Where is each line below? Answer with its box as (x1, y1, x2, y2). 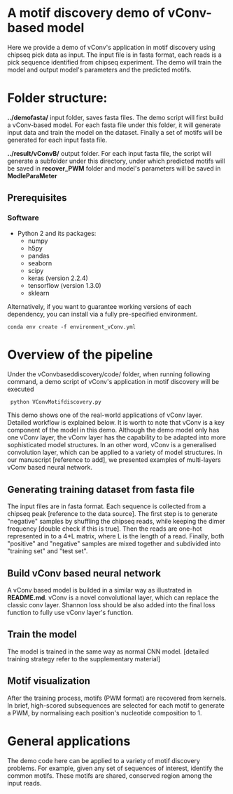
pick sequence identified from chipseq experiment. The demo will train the (7, 58, 223, 66)
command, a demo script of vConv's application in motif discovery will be (7, 377, 219, 385)
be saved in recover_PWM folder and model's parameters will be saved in (7, 164, 221, 173)
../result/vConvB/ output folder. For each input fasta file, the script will (7, 149, 212, 157)
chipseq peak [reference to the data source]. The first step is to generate (7, 510, 218, 518)
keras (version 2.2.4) (27, 274, 89, 282)
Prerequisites (7, 192, 67, 204)
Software (7, 213, 40, 223)
